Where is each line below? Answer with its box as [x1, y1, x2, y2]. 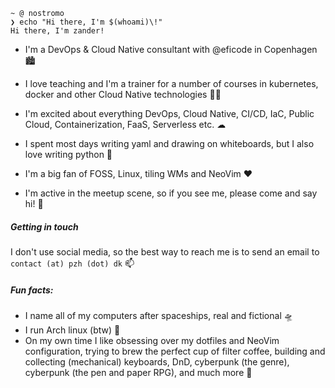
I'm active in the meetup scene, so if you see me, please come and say [24, 187, 318, 199]
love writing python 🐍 [24, 149, 113, 160]
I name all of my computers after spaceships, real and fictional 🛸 [24, 309, 293, 321]
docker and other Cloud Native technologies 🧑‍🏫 [24, 89, 222, 100]
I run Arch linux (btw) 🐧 [24, 324, 121, 336]
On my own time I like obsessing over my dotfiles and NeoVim [24, 334, 280, 346]
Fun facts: [10, 284, 54, 296]
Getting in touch [10, 220, 79, 233]
